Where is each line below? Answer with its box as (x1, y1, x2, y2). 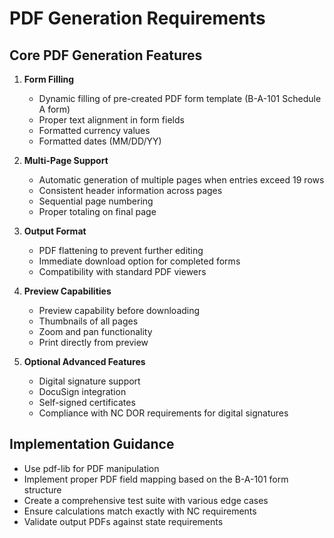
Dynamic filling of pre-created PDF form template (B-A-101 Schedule (38, 93, 322, 104)
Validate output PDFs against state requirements (23, 515, 224, 527)
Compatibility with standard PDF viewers (38, 266, 207, 277)
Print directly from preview (38, 337, 149, 348)
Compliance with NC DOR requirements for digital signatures (38, 407, 289, 419)
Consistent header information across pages (38, 185, 223, 196)
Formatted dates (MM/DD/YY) (38, 135, 162, 147)
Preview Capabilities (23, 285, 112, 297)
